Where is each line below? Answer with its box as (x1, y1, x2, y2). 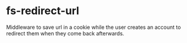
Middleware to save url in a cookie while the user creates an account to (6, 24, 181, 31)
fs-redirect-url (6, 4, 79, 18)
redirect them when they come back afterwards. (6, 29, 124, 37)
